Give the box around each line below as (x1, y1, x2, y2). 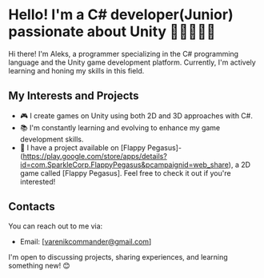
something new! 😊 (8, 260, 70, 270)
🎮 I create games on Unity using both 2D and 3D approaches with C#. (19, 110, 254, 121)
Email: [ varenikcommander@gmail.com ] (19, 236, 152, 246)
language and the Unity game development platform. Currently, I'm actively (8, 58, 256, 67)
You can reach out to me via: (8, 221, 103, 231)
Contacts (8, 200, 56, 213)
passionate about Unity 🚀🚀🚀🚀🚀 (8, 22, 216, 41)
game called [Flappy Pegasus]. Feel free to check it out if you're (19, 168, 231, 177)
